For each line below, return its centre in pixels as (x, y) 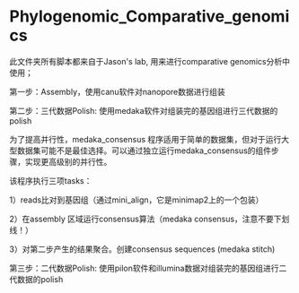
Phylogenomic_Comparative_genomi (149, 17)
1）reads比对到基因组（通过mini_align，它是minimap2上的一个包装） (136, 200)
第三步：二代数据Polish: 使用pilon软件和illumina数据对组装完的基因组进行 (144, 268)
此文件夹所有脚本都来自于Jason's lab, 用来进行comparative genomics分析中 (149, 61)
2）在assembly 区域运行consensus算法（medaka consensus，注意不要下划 (149, 219)
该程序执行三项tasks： (51, 180)
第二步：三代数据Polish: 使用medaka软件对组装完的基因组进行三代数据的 (144, 110)
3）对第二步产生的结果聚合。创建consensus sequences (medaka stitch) (142, 249)
